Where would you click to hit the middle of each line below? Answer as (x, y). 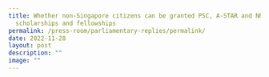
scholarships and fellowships (66, 23)
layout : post (30, 46)
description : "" (35, 53)
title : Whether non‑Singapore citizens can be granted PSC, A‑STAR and (130, 16)
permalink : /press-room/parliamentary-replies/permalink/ (107, 30)
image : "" (25, 61)
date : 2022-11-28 (37, 38)
